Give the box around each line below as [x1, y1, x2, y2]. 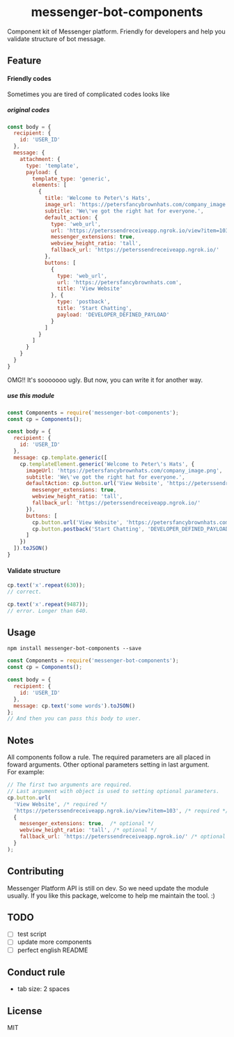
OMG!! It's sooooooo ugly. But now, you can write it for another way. [7, 376, 203, 384]
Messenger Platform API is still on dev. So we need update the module [7, 884, 209, 892]
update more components [17, 938, 92, 946]
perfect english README [17, 946, 88, 954]
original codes [7, 106, 50, 114]
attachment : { [19, 155, 61, 162]
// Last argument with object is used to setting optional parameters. [7, 788, 219, 795]
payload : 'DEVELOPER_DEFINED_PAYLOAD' [56, 311, 170, 318]
